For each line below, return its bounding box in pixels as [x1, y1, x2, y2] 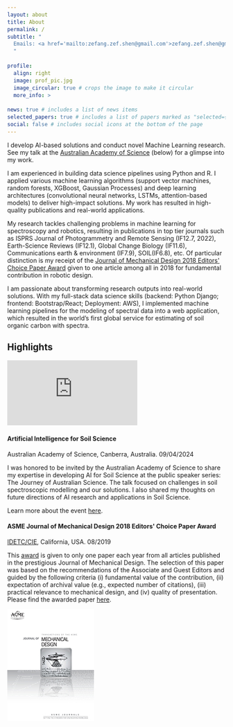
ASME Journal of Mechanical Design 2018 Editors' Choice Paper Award [7, 522, 216, 531]
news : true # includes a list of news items [7, 106, 138, 114]
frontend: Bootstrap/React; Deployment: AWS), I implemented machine [7, 299, 209, 307]
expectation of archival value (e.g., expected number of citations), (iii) [7, 580, 207, 589]
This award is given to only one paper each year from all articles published [7, 551, 221, 559]
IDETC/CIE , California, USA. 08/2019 [7, 538, 111, 546]
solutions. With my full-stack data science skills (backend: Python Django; [7, 291, 219, 300]
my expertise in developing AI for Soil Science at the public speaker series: [7, 470, 221, 479]
